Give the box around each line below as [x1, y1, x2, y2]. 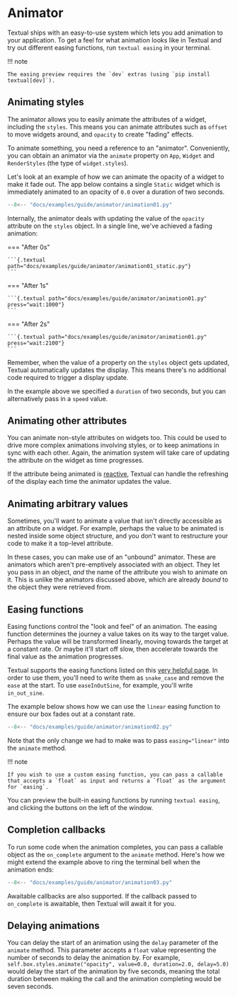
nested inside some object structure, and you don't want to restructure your [7, 532, 229, 540]
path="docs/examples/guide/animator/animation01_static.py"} [7, 262, 192, 270]
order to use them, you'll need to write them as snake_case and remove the [7, 673, 224, 682]
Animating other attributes [7, 415, 127, 427]
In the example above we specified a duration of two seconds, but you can [7, 387, 226, 395]
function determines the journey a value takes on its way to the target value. [7, 630, 229, 638]
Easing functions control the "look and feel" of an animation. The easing [7, 622, 217, 631]
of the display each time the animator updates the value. [7, 477, 172, 486]
